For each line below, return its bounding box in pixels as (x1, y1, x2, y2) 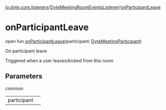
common (5, 85, 24, 91)
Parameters (5, 72, 43, 80)
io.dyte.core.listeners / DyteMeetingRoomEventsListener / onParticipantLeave (5, 4, 161, 10)
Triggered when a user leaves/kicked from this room (5, 57, 114, 63)
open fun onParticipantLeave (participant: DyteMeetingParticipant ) (5, 38, 142, 44)
